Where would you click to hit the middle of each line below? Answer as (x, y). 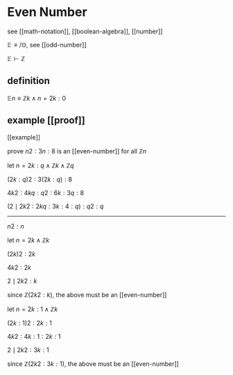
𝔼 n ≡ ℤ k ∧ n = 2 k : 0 (37, 98)
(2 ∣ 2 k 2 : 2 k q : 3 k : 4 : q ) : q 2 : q (55, 206)
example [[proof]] (46, 120)
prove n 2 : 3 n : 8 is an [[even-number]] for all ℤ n (77, 151)
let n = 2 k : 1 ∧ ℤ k (33, 309)
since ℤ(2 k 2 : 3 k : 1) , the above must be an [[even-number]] (93, 364)
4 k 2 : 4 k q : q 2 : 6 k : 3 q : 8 (46, 192)
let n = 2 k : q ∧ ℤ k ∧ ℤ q (41, 165)
